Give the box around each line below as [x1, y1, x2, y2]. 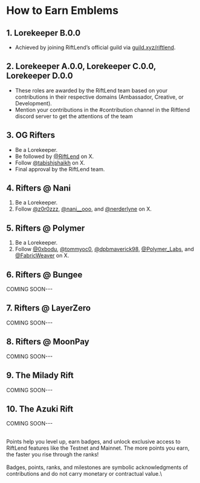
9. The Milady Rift [6, 370, 74, 381]
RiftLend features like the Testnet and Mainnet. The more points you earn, [6, 444, 190, 452]
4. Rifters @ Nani [6, 183, 71, 194]
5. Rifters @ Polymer [6, 223, 85, 233]
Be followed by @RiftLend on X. [15, 153, 94, 160]
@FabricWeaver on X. [15, 252, 69, 259]
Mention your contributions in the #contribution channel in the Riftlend [15, 106, 190, 113]
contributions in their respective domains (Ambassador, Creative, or [15, 93, 184, 100]
